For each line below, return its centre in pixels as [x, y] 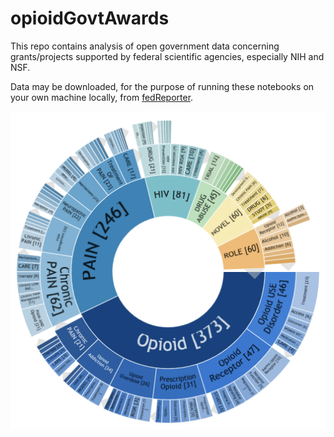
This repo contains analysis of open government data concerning [145, 46]
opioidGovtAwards [90, 18]
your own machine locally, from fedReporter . [102, 97]
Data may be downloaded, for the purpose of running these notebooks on [162, 86]
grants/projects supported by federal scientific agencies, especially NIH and [167, 56]
